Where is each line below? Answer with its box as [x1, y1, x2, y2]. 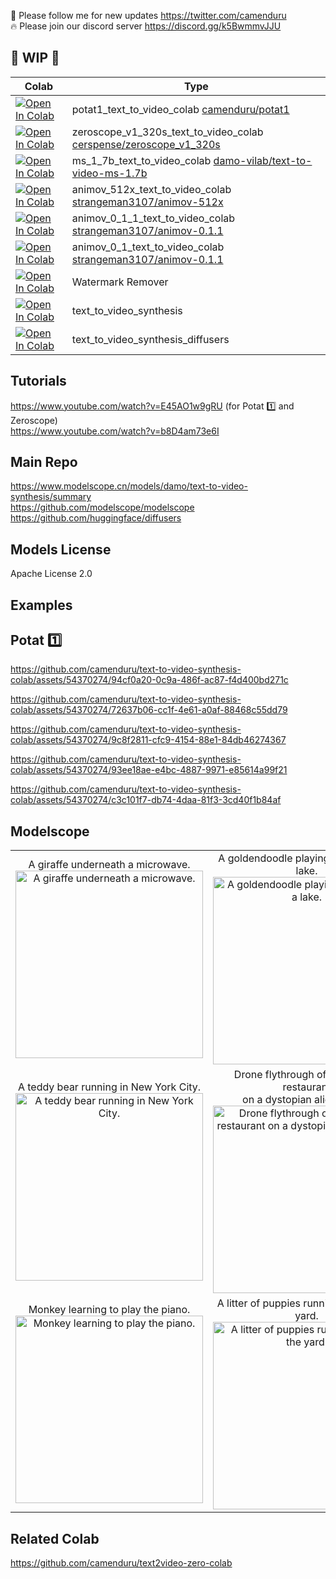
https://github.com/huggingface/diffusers [10, 512, 182, 524]
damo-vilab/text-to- [213, 153, 313, 167]
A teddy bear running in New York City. [17, 1080, 202, 1094]
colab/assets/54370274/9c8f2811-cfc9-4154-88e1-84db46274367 [10, 734, 287, 746]
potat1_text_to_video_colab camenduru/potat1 [71, 102, 290, 116]
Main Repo [10, 454, 78, 471]
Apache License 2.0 [10, 568, 93, 580]
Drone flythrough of [233, 1068, 327, 1082]
